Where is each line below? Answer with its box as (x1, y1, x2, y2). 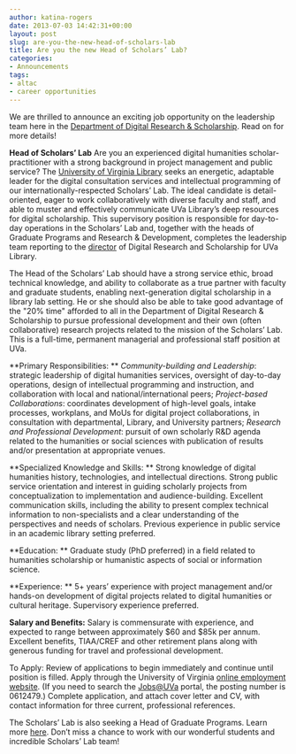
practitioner (9, 157, 51, 167)
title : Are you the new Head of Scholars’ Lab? (9, 46, 188, 55)
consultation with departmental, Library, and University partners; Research (9, 417, 281, 427)
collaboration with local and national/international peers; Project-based (9, 389, 268, 399)
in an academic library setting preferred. (9, 527, 156, 538)
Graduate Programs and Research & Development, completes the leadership (9, 232, 287, 242)
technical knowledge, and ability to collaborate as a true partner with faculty (9, 277, 287, 288)
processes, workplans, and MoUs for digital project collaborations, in (9, 407, 261, 418)
